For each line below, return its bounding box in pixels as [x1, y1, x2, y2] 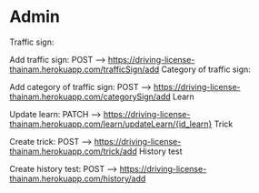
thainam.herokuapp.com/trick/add [9, 146, 138, 157]
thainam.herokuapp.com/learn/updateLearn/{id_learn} [9, 118, 213, 129]
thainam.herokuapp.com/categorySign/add [9, 91, 171, 102]
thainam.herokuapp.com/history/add [9, 173, 146, 184]
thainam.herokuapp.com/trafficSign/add [9, 64, 160, 75]
